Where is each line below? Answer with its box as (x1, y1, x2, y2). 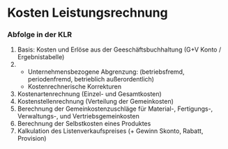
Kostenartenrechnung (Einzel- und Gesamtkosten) (17, 90, 162, 98)
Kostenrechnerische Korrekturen (27, 82, 122, 91)
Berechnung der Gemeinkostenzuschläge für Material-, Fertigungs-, (17, 104, 213, 113)
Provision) (17, 134, 47, 143)
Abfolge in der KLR (7, 30, 72, 40)
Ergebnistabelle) (17, 53, 65, 61)
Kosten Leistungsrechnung (7, 5, 169, 21)
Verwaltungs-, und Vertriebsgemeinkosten (17, 112, 139, 120)
